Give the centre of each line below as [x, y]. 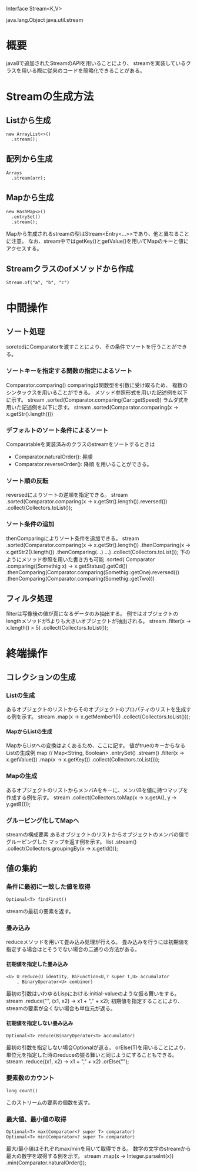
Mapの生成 [22, 776]
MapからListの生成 [29, 731]
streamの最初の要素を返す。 [40, 911]
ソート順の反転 [27, 481]
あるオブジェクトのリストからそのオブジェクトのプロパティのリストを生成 [96, 709]
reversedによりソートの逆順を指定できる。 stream [67, 495]
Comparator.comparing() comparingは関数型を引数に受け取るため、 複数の [97, 385]
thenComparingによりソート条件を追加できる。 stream [73, 538]
